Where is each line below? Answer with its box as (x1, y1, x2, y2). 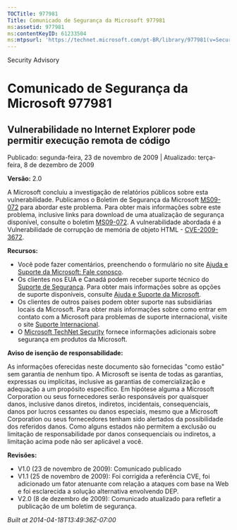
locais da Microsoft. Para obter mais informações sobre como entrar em (17, 305, 227, 314)
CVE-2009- (184, 226, 219, 234)
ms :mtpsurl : (7, 37, 42, 44)
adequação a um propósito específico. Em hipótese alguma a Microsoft (7, 385, 214, 393)
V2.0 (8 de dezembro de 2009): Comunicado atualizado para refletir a (17, 495, 221, 503)
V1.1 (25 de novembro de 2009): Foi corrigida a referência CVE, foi (17, 472, 210, 481)
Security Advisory (7, 56, 60, 64)
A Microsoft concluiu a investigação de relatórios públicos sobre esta (7, 188, 209, 197)
